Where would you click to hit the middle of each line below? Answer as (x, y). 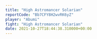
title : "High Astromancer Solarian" (44, 10)
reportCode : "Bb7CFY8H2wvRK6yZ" (39, 15)
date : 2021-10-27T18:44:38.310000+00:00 (49, 29)
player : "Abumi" (22, 19)
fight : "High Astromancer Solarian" (44, 24)
